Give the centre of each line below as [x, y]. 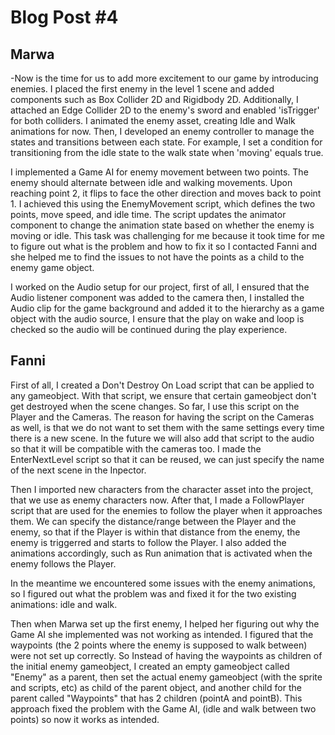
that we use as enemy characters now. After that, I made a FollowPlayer [157, 500]
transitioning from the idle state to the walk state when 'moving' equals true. [167, 152]
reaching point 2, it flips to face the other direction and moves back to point [166, 193]
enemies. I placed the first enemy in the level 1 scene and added [142, 89]
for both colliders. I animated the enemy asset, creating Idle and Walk [153, 120]
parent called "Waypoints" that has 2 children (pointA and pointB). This [156, 698]
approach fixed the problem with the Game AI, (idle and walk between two [163, 708]
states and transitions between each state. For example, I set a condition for [166, 142]
